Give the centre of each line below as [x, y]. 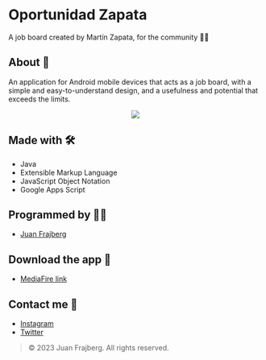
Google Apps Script [53, 189]
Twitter [32, 332]
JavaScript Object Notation [65, 181]
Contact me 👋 [43, 304]
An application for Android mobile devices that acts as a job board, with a [130, 81]
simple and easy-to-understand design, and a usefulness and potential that [133, 90]
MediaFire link [43, 279]
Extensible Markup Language [69, 172]
